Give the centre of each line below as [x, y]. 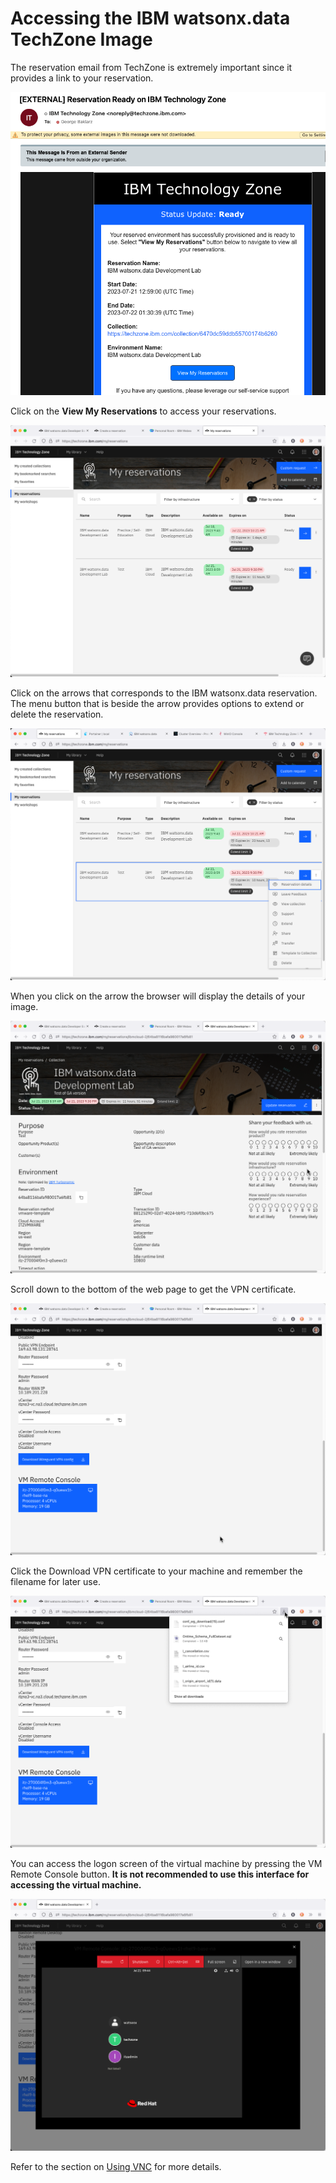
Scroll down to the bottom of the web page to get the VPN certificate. [153, 1289]
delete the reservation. [57, 714]
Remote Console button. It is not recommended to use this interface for [160, 1874]
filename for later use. [55, 1581]
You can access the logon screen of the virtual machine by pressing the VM [166, 1863]
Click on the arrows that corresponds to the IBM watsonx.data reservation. [164, 693]
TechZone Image [81, 39]
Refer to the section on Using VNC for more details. [116, 2166]
